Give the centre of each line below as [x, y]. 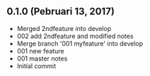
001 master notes [42, 58]
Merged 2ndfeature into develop [64, 28]
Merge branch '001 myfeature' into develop [80, 43]
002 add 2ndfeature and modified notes [75, 36]
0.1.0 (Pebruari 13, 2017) [60, 12]
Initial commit [36, 65]
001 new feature [40, 51]
